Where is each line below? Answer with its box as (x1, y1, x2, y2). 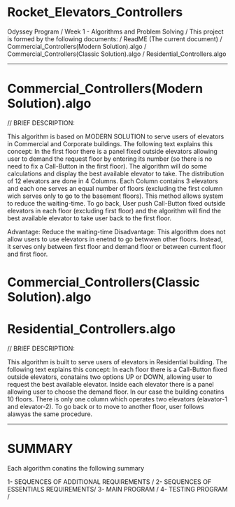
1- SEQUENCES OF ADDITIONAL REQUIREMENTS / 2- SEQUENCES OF (7, 477, 212, 486)
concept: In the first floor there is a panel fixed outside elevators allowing (7, 147, 218, 155)
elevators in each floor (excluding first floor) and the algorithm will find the (7, 206, 222, 215)
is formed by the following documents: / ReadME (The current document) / (7, 34, 222, 43)
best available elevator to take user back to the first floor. (7, 214, 172, 222)
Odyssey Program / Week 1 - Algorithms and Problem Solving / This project (7, 27, 224, 36)
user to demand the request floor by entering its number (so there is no (7, 155, 213, 163)
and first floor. (7, 250, 48, 258)
